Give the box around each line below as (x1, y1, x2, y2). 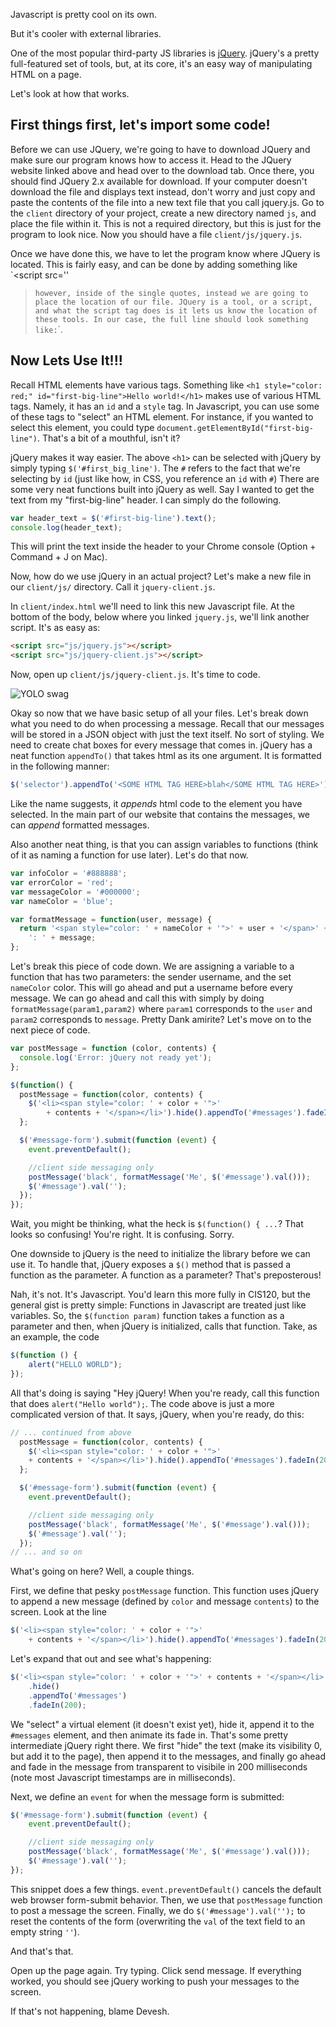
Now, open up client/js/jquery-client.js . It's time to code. (10, 669, 261, 681)
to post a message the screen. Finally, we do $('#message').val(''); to (10, 1904, 306, 1916)
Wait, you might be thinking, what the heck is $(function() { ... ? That (10, 1218, 304, 1230)
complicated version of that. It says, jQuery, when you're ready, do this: (10, 1408, 305, 1420)
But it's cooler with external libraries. (10, 28, 162, 39)
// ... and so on (10, 1547, 83, 1558)
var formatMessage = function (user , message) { (10, 914, 213, 924)
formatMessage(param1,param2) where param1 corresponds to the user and (10, 1003, 313, 1014)
